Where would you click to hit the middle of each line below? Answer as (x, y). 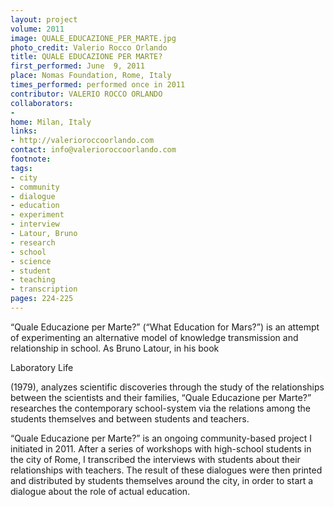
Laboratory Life (42, 367)
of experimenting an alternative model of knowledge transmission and (154, 337)
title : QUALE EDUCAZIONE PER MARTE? (86, 57)
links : (24, 131)
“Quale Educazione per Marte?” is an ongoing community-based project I (161, 438)
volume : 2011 (37, 29)
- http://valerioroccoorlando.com (82, 141)
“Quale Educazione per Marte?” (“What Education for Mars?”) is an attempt (165, 327)
